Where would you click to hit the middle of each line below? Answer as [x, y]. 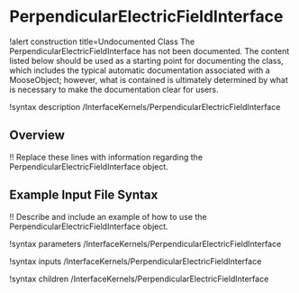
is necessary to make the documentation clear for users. [114, 89]
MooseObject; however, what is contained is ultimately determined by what [149, 79]
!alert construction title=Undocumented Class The [102, 41]
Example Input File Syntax [84, 195]
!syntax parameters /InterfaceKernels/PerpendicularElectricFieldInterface [145, 243]
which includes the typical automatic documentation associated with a [140, 70]
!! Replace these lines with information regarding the [106, 157]
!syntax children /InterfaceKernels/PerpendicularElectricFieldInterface [139, 279]
